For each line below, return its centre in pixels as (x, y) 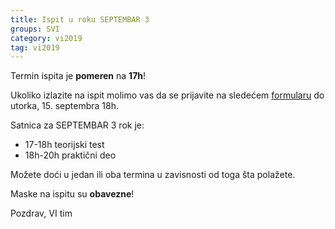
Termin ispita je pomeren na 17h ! (78, 76)
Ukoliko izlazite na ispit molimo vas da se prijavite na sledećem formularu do (167, 95)
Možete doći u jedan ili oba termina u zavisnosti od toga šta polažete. (153, 175)
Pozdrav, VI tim (41, 213)
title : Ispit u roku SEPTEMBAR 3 (80, 19)
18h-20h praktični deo (70, 155)
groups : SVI (35, 29)
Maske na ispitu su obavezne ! (72, 194)
